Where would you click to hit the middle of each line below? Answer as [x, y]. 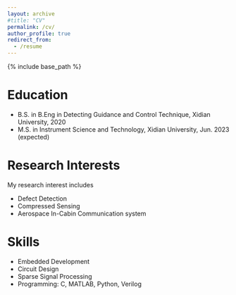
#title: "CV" [26, 20]
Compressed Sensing [49, 206]
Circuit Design [38, 269]
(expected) [33, 137]
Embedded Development [54, 261]
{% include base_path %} [44, 67]
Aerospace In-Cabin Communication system [82, 213]
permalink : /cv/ [31, 27]
